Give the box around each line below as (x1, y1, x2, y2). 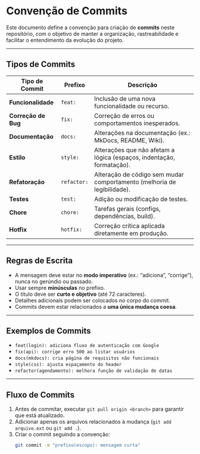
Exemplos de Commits (6, 325, 91, 336)
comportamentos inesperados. (94, 119, 180, 127)
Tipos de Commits (6, 60, 76, 70)
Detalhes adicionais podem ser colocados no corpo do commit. (14, 296, 171, 304)
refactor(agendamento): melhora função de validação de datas (14, 368, 173, 374)
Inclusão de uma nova (94, 94, 156, 102)
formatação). (94, 161, 131, 169)
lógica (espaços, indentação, (94, 153, 176, 161)
